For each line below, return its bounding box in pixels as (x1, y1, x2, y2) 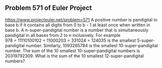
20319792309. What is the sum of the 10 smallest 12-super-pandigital (5, 53, 144, 59)
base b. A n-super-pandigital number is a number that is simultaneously (5, 27, 149, 33)
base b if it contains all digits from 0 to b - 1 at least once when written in (5, 22, 150, 28)
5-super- (137, 37, 155, 43)
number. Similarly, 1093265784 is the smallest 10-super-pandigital (26, 42, 158, 48)
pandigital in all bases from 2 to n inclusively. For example (5, 32, 121, 38)
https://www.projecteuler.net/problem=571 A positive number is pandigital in (5, 17, 158, 22)
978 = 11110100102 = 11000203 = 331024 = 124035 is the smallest (5, 37, 136, 43)
